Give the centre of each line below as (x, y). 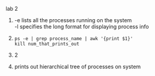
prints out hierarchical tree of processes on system (77, 66)
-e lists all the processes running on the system (73, 20)
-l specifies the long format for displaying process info (82, 27)
